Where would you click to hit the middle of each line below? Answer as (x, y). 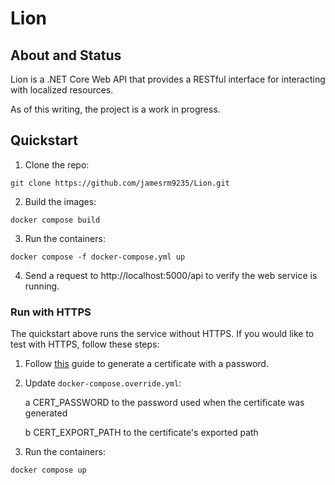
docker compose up (48, 470)
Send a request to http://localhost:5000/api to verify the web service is (171, 275)
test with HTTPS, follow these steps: (85, 344)
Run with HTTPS (51, 312)
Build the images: (60, 201)
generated (46, 413)
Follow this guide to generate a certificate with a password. (146, 364)
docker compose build (55, 220)
